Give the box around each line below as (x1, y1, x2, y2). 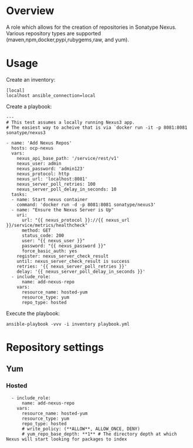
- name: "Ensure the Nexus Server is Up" (11, 207, 114, 213)
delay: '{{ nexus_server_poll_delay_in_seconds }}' (16, 269, 145, 275)
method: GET (21, 228, 51, 233)
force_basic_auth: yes (21, 248, 77, 254)
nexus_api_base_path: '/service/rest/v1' (16, 155, 119, 161)
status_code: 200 (21, 232, 65, 239)
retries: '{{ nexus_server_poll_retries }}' (16, 263, 127, 269)
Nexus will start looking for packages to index (6, 436, 127, 442)
